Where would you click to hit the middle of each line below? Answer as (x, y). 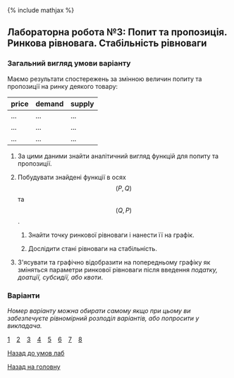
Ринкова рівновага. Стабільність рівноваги (107, 43)
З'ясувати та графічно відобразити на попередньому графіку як (114, 262)
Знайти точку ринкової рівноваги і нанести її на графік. (111, 235)
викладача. (25, 325)
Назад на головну (34, 367)
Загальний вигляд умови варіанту (69, 63)
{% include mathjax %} (41, 10)
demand (49, 104)
